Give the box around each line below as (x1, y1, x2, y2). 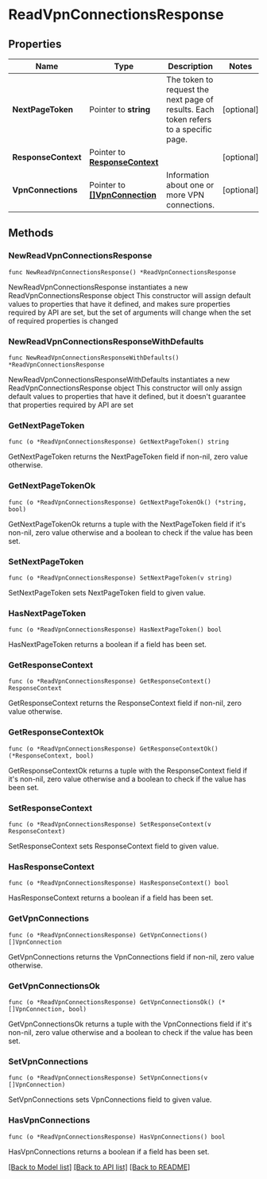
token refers (166, 114, 212, 125)
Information (166, 169, 210, 180)
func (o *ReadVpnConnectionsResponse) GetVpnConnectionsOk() (8, 998, 215, 1006)
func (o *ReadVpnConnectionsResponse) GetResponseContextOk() (8, 745, 219, 753)
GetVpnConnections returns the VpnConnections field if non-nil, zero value (8, 952, 254, 961)
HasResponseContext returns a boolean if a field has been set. (8, 893, 214, 903)
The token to (166, 74, 214, 85)
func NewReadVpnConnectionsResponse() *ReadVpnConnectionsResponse (8, 268, 237, 276)
